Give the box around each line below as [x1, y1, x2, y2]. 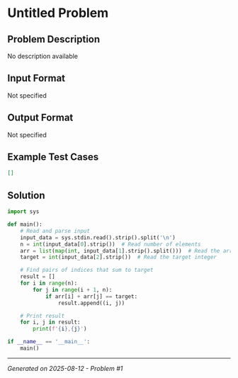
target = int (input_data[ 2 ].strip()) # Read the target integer [20, 253, 217, 261]
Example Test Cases [7, 151, 99, 164]
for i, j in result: [20, 319, 81, 326]
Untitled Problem [7, 5, 109, 21]
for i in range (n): [20, 280, 78, 287]
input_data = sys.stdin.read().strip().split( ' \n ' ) [20, 234, 176, 241]
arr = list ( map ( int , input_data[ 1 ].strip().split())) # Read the [20, 247, 220, 254]
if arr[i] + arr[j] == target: [45, 292, 138, 300]
